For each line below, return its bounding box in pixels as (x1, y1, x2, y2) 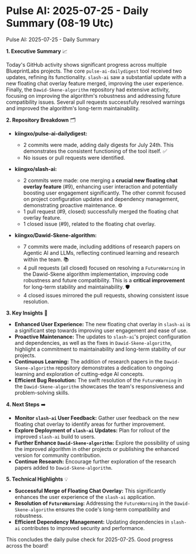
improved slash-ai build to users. (14, 433, 96, 440)
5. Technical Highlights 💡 (6, 476, 68, 483)
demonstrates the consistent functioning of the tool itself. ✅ (23, 148, 168, 155)
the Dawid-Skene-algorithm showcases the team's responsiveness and (14, 382, 184, 390)
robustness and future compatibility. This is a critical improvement (23, 276, 185, 283)
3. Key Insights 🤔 (6, 309, 48, 316)
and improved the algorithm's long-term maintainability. (6, 104, 140, 112)
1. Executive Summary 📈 (6, 47, 68, 54)
